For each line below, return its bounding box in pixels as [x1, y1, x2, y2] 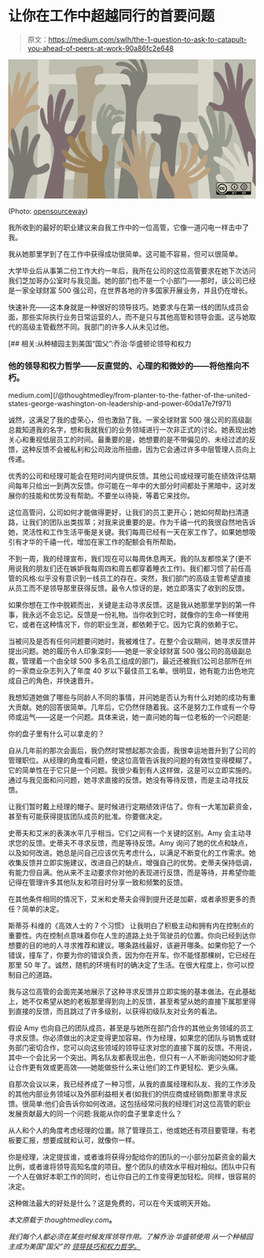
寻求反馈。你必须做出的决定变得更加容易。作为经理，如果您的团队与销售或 [8, 1033, 249, 1043]
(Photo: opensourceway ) [8, 206, 89, 216]
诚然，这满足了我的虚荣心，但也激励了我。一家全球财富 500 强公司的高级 [8, 415, 245, 425]
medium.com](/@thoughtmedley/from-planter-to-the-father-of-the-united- [8, 390, 251, 400]
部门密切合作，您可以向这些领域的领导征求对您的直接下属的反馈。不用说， [14, 1043, 256, 1053]
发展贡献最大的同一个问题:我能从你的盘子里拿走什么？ [8, 1109, 183, 1119]
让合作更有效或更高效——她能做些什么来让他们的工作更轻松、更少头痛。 [8, 1063, 242, 1072]
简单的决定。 [21, 905, 64, 914]
